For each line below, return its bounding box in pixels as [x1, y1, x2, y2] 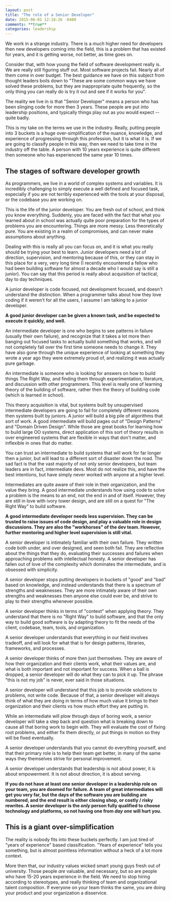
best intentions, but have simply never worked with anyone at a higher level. [5, 471, 165, 477]
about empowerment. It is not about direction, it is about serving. [5, 771, 142, 777]
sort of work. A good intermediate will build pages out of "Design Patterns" [5, 418, 163, 424]
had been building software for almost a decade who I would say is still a [5, 265, 158, 271]
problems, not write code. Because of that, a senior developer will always [5, 692, 160, 698]
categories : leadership [5, 27, 56, 32]
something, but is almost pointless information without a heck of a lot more [5, 847, 162, 853]
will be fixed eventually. [5, 735, 55, 741]
